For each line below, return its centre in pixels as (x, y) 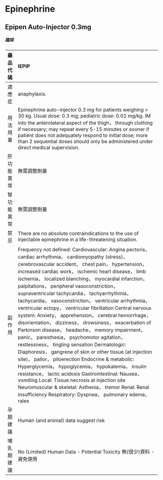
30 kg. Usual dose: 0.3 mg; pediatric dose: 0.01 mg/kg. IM (84, 115)
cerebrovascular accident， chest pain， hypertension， (82, 264)
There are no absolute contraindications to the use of (78, 233)
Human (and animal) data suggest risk (61, 420)
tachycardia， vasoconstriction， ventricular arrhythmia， (84, 301)
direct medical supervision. (49, 147)
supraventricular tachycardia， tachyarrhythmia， (75, 293)
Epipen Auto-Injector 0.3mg (48, 27)
